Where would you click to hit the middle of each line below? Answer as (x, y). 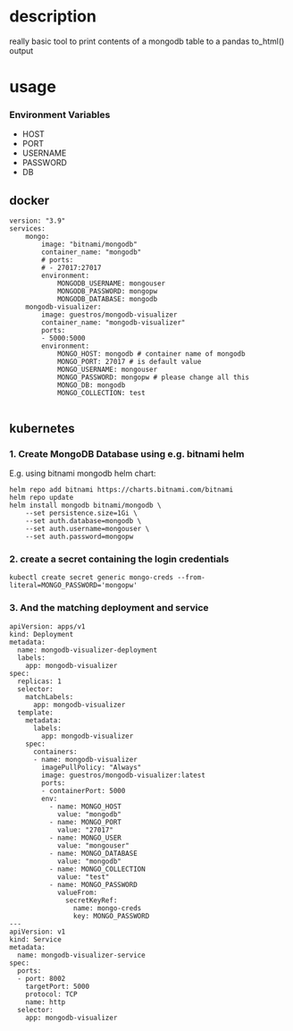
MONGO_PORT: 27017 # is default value (129, 362)
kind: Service (36, 939)
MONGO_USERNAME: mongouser (107, 370)
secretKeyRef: (92, 900)
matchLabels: (50, 697)
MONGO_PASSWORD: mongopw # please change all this (153, 377)
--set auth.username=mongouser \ (88, 528)
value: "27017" (85, 830)
